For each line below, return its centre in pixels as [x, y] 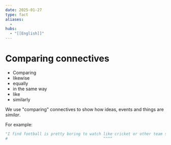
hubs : [11, 29]
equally [20, 83]
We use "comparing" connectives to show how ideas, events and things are [84, 109]
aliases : [15, 19]
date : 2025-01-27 [24, 10]
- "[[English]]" [27, 33]
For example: [19, 124]
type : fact [17, 15]
